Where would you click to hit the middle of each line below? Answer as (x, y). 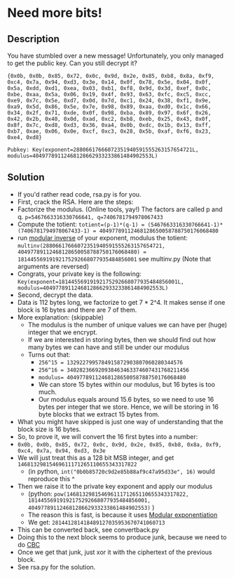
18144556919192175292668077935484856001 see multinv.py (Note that (114, 258)
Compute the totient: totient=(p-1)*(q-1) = (81, 224)
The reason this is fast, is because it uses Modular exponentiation (123, 515)
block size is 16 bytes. (49, 429)
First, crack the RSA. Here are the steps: (75, 202)
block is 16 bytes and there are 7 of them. (77, 310)
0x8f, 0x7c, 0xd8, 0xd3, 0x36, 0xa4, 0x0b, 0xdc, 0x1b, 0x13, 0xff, (109, 125)
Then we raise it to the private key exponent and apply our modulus (115, 486)
